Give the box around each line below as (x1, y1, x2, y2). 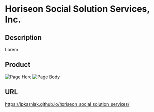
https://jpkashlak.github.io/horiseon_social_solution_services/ (5, 101, 130, 107)
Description (5, 33, 42, 42)
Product (5, 60, 31, 69)
